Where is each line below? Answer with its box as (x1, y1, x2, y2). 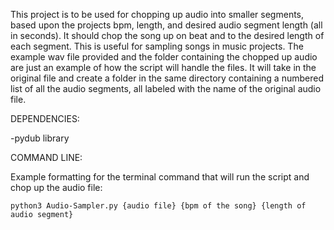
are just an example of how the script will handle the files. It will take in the (10, 62, 317, 73)
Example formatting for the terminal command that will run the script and (10, 171, 310, 183)
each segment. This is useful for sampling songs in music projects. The (10, 40, 304, 52)
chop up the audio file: (10, 182, 103, 193)
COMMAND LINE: (10, 152, 83, 163)
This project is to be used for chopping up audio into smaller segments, (10, 9, 305, 20)
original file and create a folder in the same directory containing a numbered (10, 72, 324, 84)
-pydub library (10, 132, 70, 144)
